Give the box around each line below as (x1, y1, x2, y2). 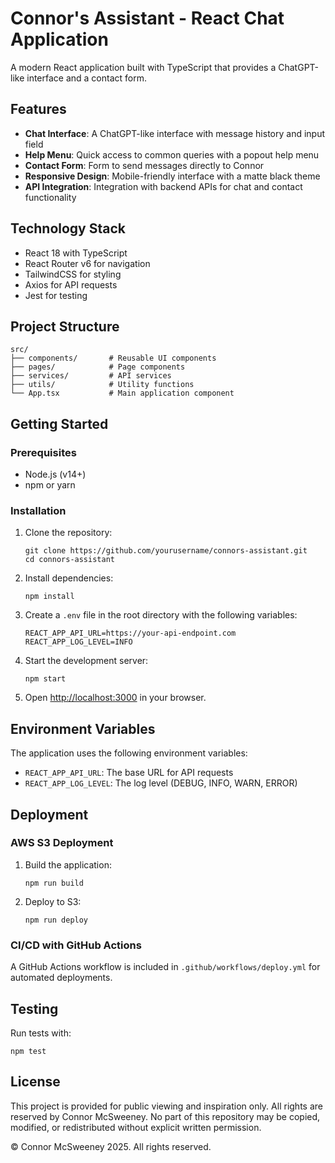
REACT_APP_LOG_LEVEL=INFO (24, 637, 133, 647)
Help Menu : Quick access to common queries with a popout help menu (24, 148, 320, 161)
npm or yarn (24, 479, 76, 491)
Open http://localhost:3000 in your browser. (24, 692, 207, 704)
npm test (10, 1046, 47, 1056)
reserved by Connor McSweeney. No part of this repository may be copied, (10, 1110, 321, 1122)
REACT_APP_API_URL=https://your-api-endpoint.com (24, 628, 237, 639)
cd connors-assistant (24, 555, 115, 565)
